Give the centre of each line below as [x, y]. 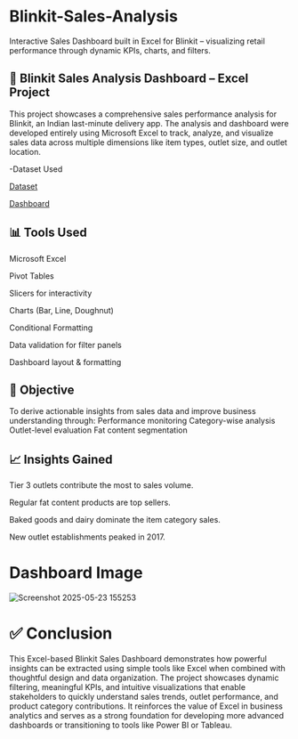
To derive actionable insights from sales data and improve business [133, 411]
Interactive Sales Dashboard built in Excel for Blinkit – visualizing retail [137, 41]
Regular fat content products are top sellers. [90, 503]
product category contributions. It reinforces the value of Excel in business [146, 706]
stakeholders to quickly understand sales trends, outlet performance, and [144, 697]
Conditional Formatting [51, 328]
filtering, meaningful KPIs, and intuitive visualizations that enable [128, 687]
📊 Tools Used [48, 233]
